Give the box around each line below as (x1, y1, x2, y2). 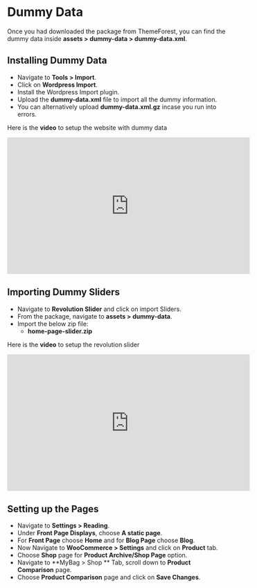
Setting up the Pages (7, 503, 99, 514)
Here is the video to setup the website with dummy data (7, 123, 168, 132)
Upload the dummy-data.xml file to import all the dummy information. (17, 95, 218, 103)
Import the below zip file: (17, 319, 89, 328)
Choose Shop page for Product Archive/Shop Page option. (17, 551, 188, 560)
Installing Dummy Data (7, 55, 107, 67)
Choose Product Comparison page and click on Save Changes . (17, 573, 201, 582)
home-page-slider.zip (27, 327, 93, 335)
